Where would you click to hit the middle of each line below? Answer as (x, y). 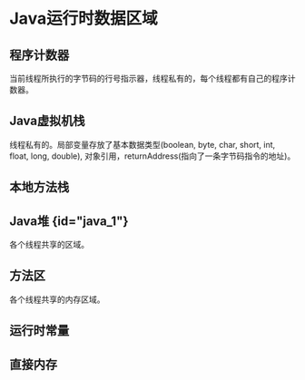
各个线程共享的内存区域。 (57, 299)
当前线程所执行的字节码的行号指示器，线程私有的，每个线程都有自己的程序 (148, 78)
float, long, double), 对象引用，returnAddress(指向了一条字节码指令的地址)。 (152, 156)
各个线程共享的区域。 (49, 245)
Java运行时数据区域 (84, 19)
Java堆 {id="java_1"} (69, 221)
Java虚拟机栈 (47, 121)
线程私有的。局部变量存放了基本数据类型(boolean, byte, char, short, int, (143, 144)
